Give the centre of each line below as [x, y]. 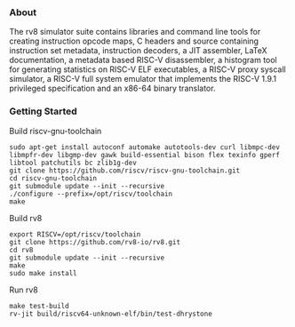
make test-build [39, 306]
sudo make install [43, 273]
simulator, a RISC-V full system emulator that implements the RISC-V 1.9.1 [143, 79]
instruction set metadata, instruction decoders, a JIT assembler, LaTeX [139, 51]
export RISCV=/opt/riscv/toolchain [75, 234]
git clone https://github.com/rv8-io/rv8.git [95, 242]
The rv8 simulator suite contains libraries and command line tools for [135, 32]
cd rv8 [21, 250]
